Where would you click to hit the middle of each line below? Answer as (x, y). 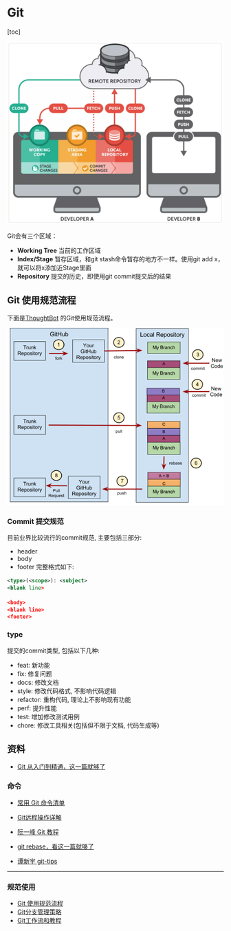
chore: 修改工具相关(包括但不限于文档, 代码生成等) (88, 725)
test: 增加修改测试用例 (48, 716)
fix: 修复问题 (34, 673)
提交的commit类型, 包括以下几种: (53, 650)
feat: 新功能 (33, 665)
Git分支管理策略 (39, 912)
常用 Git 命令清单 (41, 802)
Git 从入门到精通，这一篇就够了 (61, 767)
